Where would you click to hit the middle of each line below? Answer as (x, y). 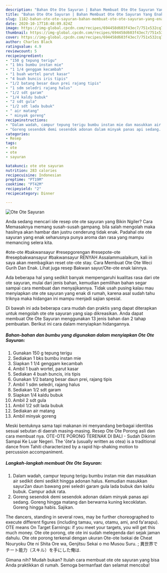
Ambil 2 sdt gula (29, 400)
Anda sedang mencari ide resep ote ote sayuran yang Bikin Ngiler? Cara (79, 221)
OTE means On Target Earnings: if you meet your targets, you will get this (81, 527)
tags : (11, 143)
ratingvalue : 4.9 (24, 47)
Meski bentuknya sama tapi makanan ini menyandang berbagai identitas (79, 426)
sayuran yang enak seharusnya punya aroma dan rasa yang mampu (75, 237)
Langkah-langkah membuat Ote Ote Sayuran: (54, 463)
